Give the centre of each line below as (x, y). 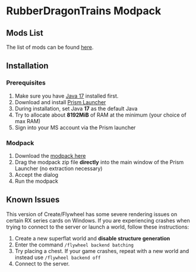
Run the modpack (36, 181)
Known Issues (33, 200)
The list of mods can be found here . (50, 47)
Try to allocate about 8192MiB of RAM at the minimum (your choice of (100, 115)
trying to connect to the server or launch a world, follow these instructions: (97, 227)
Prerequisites (26, 83)
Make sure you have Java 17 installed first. (67, 96)
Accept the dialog (36, 174)
